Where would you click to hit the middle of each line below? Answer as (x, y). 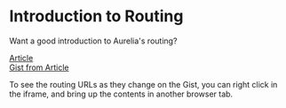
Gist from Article (39, 67)
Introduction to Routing (96, 16)
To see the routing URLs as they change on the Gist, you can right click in (143, 84)
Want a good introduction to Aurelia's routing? (93, 41)
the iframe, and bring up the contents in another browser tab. (121, 94)
